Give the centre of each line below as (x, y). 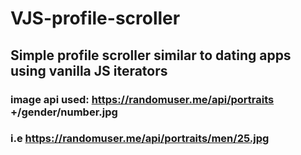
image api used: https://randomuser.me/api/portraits (142, 99)
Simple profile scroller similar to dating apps (151, 55)
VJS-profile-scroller (95, 18)
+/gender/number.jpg (64, 112)
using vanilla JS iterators (89, 70)
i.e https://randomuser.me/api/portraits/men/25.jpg (140, 139)
